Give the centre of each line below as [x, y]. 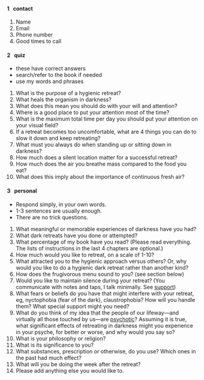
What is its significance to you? [55, 345]
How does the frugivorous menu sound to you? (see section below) [100, 274]
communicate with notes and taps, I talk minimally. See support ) [96, 287]
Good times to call [38, 41]
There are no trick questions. [52, 217]
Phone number [34, 35]
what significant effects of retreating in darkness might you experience [104, 325]
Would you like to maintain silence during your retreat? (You [90, 280]
